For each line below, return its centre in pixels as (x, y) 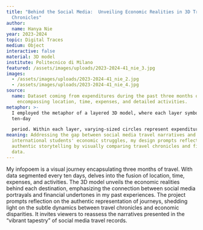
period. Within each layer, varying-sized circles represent (90, 129)
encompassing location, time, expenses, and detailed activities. (102, 101)
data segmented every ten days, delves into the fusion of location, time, (95, 175)
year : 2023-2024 (27, 34)
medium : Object (25, 46)
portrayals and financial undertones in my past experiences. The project (96, 194)
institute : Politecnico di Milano (50, 62)
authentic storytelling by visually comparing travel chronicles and (101, 146)
